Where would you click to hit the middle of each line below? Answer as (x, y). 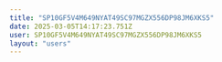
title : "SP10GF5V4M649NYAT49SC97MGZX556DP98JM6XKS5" (112, 18)
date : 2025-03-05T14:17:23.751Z (71, 26)
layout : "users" (40, 43)
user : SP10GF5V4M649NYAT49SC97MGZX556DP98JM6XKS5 (106, 35)
